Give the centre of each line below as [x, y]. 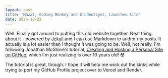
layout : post [19, 10]
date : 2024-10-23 [23, 19]
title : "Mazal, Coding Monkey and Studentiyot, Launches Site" [73, 15]
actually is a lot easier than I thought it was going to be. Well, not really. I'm [83, 44]
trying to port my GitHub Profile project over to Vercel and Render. [74, 70]
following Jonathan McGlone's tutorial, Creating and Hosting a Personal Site [84, 50]
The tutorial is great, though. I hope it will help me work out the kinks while [82, 65]
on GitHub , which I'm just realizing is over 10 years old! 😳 [65, 55]
